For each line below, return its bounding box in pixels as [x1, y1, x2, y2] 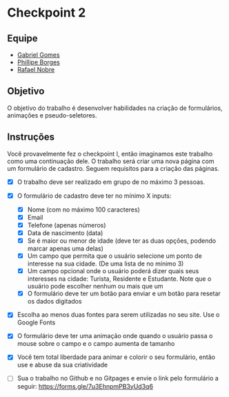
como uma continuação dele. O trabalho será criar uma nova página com [7, 157, 215, 165]
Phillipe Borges [17, 58, 60, 66]
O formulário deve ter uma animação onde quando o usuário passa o [17, 332, 213, 340]
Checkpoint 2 [7, 5, 86, 21]
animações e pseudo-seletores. [7, 111, 98, 119]
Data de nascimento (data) [27, 228, 103, 237]
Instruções [7, 131, 55, 143]
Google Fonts [17, 318, 56, 326]
